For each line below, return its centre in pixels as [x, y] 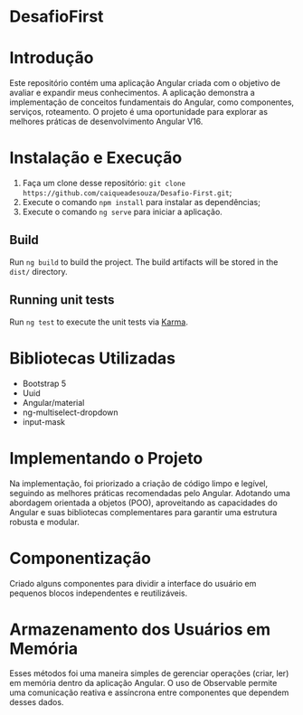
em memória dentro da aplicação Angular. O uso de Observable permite [143, 683]
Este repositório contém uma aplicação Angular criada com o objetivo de [145, 83]
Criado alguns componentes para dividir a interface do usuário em [133, 583]
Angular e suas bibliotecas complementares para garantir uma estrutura [143, 512]
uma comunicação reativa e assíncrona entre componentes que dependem [149, 692]
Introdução [52, 58]
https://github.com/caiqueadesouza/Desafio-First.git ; [127, 193]
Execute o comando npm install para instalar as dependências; [141, 202]
